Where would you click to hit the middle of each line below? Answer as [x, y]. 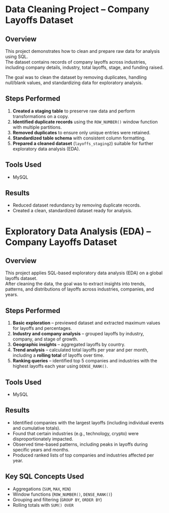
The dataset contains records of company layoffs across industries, [76, 62]
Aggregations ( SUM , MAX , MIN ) [42, 489]
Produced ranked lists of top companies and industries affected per [83, 455]
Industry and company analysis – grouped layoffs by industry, [78, 334]
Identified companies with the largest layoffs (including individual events [88, 422]
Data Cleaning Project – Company [77, 9]
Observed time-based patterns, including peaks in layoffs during [80, 444]
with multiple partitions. [37, 127]
